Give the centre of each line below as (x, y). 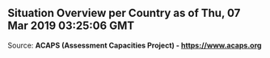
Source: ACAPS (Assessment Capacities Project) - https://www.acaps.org (135, 45)
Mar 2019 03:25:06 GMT (71, 26)
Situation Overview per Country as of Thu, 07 (124, 13)
